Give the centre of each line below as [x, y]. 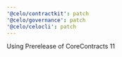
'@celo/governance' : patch [46, 20]
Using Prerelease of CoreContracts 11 [61, 47]
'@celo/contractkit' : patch [48, 14]
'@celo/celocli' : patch [42, 26]
